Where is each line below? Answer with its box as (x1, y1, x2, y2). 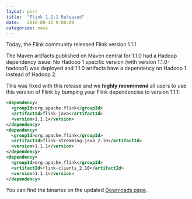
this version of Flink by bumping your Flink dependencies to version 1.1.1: (6, 88, 180, 95)
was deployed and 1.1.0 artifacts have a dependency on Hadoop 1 (29, 65, 187, 72)
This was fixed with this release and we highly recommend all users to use (6, 83, 187, 90)
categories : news (6, 25, 48, 31)
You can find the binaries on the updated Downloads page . (6, 187, 148, 194)
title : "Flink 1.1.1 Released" (6, 14, 85, 20)
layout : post (6, 8, 38, 15)
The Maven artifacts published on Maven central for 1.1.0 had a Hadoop (6, 52, 177, 59)
